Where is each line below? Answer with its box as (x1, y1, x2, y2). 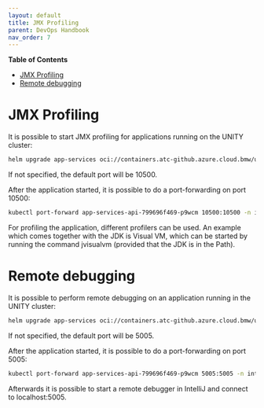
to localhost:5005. (8, 392, 67, 402)
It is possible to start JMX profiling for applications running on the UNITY (8, 132, 244, 142)
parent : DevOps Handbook (8, 26, 90, 34)
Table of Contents (8, 55, 68, 64)
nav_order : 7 (8, 33, 51, 42)
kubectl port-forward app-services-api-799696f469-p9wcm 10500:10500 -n (8, 209, 251, 217)
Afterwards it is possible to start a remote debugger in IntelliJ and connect (8, 384, 249, 393)
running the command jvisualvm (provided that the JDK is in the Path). (8, 239, 236, 248)
